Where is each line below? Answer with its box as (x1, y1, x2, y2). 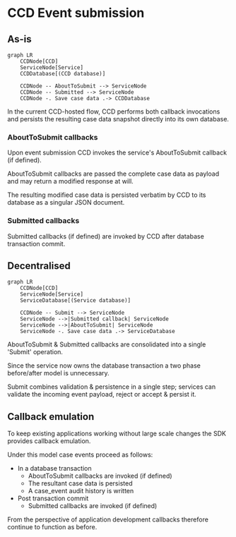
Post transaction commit (17, 494, 89, 502)
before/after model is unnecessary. (7, 369, 110, 378)
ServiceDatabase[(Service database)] (20, 297, 131, 304)
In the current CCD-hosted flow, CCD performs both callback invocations (7, 107, 220, 116)
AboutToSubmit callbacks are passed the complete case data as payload (7, 169, 220, 178)
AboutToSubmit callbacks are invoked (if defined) (28, 471, 172, 481)
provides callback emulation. (7, 437, 91, 445)
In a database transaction (17, 464, 92, 473)
